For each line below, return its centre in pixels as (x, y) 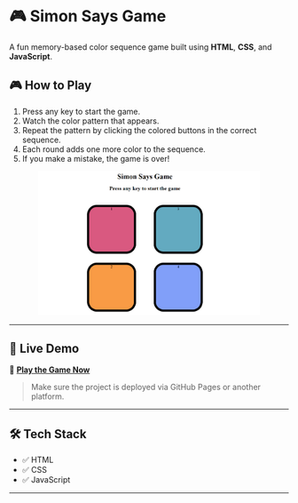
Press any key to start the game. (81, 111)
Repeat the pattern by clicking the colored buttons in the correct (139, 130)
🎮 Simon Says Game (88, 16)
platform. (47, 396)
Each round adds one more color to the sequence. (114, 149)
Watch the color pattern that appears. (90, 121)
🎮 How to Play (51, 86)
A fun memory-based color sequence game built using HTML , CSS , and (141, 47)
